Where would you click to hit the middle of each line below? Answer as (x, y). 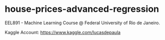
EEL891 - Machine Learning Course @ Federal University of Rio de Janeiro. (82, 23)
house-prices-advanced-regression (82, 9)
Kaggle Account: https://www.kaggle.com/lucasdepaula (63, 32)
